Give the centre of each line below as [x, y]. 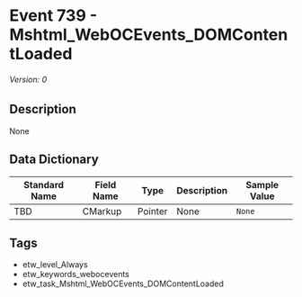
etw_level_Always [55, 265]
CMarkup [102, 211]
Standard [44, 184]
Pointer [153, 211]
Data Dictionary [54, 160]
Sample [262, 184]
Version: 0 [28, 79]
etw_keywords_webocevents [76, 274]
